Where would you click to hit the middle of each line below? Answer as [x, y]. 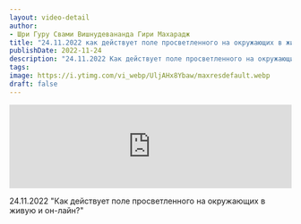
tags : [19, 68]
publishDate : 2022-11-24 [56, 51]
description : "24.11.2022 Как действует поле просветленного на [132, 59]
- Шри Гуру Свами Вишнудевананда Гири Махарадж [100, 34]
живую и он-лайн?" [47, 210]
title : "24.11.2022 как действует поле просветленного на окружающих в [146, 42]
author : [24, 26]
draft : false [34, 84]
